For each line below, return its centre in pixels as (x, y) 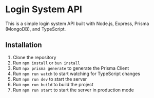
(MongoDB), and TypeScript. (36, 29)
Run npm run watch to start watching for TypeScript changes (76, 73)
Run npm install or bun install (46, 63)
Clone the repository (34, 57)
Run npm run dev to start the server (50, 79)
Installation (24, 45)
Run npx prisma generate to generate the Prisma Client (71, 68)
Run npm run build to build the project (53, 84)
